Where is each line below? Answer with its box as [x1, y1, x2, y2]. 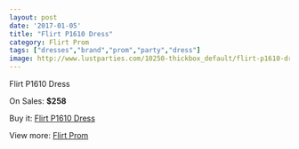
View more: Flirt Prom [9, 130, 89, 140]
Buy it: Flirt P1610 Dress [9, 113, 96, 123]
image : [9, 54, 34, 63]
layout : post [9, 12, 58, 22]
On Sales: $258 [9, 96, 67, 106]
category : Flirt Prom [9, 37, 90, 47]
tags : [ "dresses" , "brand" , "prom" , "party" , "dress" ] [9, 46, 201, 55]
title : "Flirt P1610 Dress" [9, 29, 114, 38]
